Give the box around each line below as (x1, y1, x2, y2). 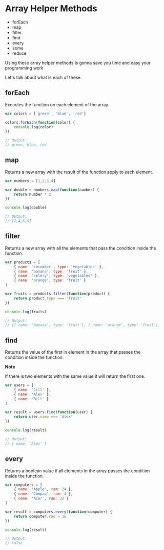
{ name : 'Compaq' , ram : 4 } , (14, 491, 73, 497)
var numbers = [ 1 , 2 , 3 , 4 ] (5, 178, 56, 183)
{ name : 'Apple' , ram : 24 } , (14, 487, 73, 492)
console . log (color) (14, 124, 54, 130)
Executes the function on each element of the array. (5, 101, 110, 108)
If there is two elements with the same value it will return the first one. (5, 373, 145, 379)
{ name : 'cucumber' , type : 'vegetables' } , (14, 264, 104, 269)
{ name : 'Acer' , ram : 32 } (14, 496, 69, 501)
